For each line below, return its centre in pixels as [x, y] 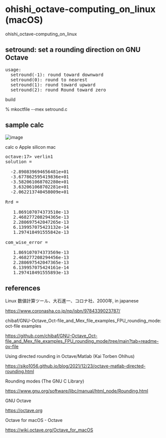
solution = [19, 162]
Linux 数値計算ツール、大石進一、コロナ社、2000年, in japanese [72, 301]
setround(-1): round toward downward [57, 75]
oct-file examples [23, 326]
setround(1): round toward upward [53, 85]
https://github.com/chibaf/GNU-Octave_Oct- [51, 336]
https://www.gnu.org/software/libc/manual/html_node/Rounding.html [77, 391]
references [23, 288]
